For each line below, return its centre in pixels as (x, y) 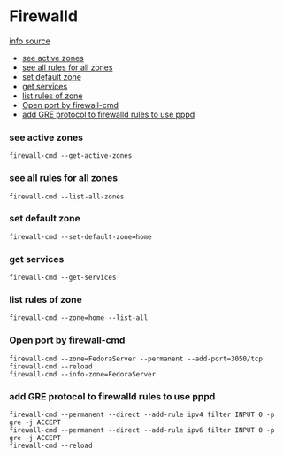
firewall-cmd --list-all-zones (67, 197)
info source (30, 41)
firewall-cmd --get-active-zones (71, 156)
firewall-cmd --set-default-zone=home (80, 236)
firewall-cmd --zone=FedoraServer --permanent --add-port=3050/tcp (136, 359)
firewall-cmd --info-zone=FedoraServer (83, 374)
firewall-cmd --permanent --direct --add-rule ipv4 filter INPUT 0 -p (142, 415)
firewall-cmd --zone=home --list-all (79, 318)
